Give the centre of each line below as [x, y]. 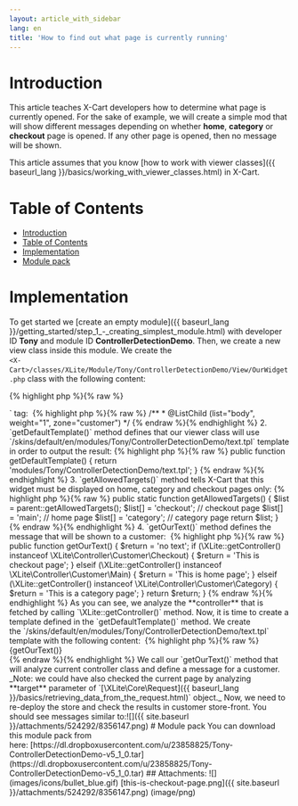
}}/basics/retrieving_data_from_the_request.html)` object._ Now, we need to [148, 698]
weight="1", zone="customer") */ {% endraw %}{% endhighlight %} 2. [138, 423]
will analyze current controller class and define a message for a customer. [145, 670]
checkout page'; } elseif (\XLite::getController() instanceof [116, 565]
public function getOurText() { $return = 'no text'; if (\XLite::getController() [145, 546]
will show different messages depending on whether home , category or [141, 127]
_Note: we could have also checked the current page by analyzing [130, 679]
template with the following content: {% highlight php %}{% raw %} [134, 641]
